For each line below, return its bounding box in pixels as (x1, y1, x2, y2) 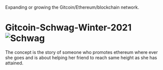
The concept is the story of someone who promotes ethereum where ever (5, 49, 158, 55)
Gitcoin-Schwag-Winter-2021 (5, 22, 132, 33)
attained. (5, 60, 24, 66)
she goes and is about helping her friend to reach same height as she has (5, 54, 157, 60)
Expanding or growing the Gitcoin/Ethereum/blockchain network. (5, 5, 139, 10)
